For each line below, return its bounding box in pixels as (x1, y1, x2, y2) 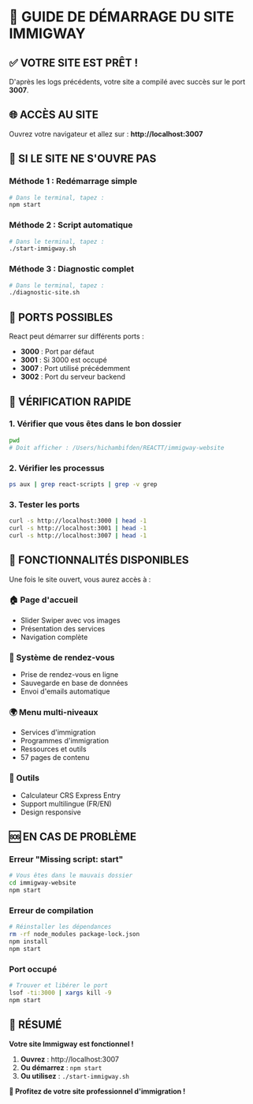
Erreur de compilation (9, 904, 94, 915)
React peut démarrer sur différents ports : (9, 331, 144, 341)
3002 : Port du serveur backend (20, 372, 125, 382)
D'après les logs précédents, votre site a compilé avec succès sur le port (9, 77, 246, 86)
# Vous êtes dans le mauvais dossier (9, 872, 133, 880)
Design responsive (20, 807, 82, 817)
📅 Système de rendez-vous (9, 652, 115, 663)
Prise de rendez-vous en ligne (20, 670, 119, 679)
